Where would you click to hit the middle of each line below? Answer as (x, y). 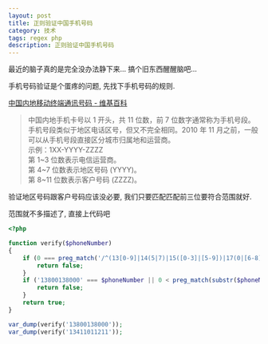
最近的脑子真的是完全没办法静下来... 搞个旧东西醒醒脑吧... (103, 69)
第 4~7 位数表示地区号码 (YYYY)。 (84, 170)
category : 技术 (32, 30)
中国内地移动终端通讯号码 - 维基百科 (68, 103)
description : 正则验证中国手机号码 (61, 45)
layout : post (30, 16)
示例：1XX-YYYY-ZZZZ (65, 150)
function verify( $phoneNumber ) (60, 243)
